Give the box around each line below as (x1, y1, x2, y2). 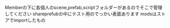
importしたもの (13, 17, 46, 23)
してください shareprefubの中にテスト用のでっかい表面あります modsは (5, 11, 157, 17)
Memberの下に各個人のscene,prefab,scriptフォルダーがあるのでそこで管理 (5, 5, 162, 10)
